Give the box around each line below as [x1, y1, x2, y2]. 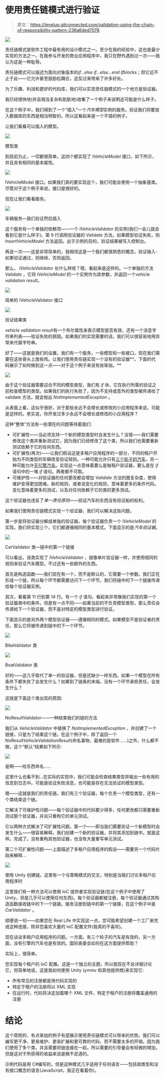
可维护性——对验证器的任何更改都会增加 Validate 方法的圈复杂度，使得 [12, 475, 156, 481]
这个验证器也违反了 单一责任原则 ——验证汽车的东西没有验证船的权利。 [5, 497, 147, 503]
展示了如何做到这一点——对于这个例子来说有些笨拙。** [9, 362, 122, 368]
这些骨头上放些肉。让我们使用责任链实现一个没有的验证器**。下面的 [13, 356, 152, 362]
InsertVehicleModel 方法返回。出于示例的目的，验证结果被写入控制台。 [5, 238, 149, 244]
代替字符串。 [13, 340, 40, 345]
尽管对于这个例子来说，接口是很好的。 [5, 185, 82, 191]
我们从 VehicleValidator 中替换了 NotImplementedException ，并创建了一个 [5, 725, 157, 731]
